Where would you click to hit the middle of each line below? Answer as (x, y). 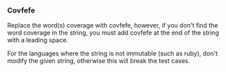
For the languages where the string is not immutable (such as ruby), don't (112, 53)
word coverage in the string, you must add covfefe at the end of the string (113, 33)
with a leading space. (38, 40)
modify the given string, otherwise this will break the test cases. (99, 61)
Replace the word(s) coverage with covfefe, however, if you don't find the (113, 26)
